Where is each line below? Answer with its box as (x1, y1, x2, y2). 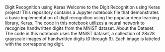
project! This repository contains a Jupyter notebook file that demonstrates (5, 9, 159, 15)
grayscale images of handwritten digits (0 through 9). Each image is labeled (5, 36, 161, 42)
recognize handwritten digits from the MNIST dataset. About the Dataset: (5, 25, 155, 31)
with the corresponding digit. (5, 41, 65, 47)
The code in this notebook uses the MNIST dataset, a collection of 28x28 (5, 31, 155, 36)
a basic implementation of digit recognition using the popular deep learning (5, 15, 160, 20)
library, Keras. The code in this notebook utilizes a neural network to (5, 20, 145, 26)
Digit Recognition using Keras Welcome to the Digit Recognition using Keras (5, 4, 161, 10)
